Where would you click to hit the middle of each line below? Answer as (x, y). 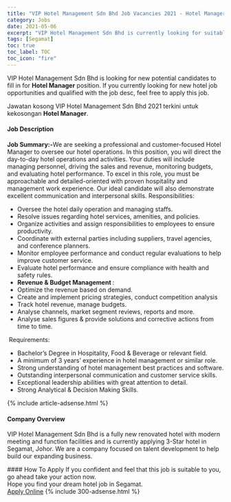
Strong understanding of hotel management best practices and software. (120, 368)
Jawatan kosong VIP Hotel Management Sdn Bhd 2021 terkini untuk (103, 106)
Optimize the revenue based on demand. (75, 290)
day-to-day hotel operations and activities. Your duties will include (101, 159)
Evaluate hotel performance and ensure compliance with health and (113, 268)
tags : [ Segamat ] (30, 39)
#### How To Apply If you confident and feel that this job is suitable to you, (114, 470)
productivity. (35, 231)
